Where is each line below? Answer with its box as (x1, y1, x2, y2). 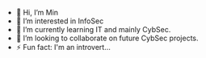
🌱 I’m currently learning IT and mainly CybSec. (15, 25, 171, 34)
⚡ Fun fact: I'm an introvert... (15, 43, 111, 52)
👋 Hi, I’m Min (15, 8, 59, 17)
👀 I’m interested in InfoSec (15, 16, 104, 26)
